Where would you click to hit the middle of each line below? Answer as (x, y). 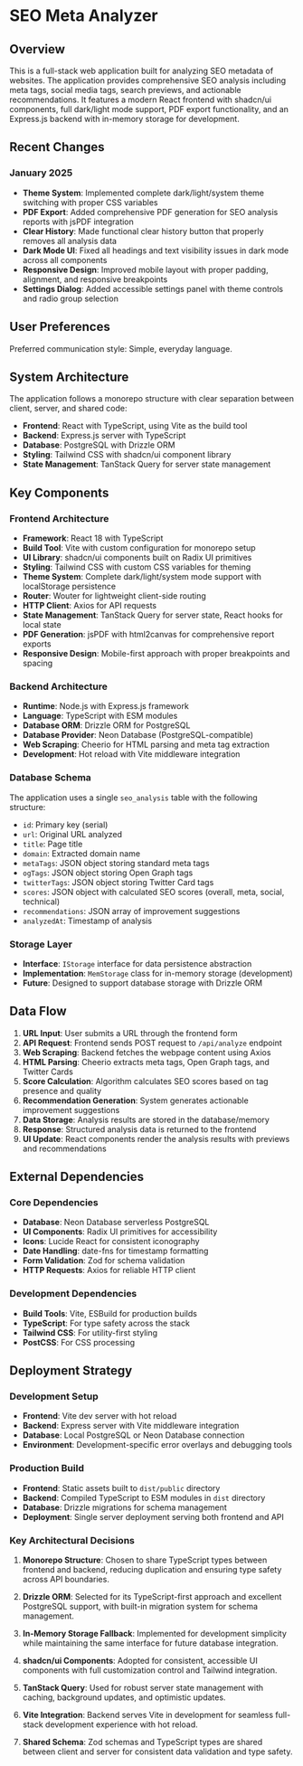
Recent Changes (57, 147)
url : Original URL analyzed (72, 834)
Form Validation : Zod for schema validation (104, 1261)
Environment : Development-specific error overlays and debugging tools (157, 1445)
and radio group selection (71, 298)
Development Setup (54, 1396)
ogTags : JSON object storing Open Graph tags (108, 873)
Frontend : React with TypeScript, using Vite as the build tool (135, 426)
